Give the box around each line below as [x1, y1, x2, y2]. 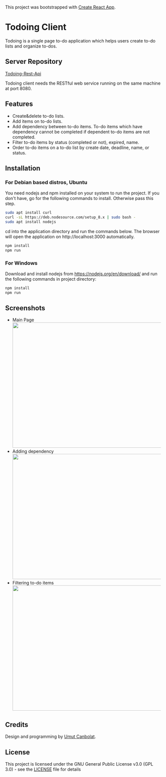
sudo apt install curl [5, 210, 52, 215]
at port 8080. [5, 85, 32, 91]
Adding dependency [12, 448, 54, 454]
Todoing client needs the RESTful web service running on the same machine [5, 80, 161, 86]
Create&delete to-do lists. [12, 113, 65, 119]
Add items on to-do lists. [12, 118, 63, 124]
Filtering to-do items [12, 580, 54, 586]
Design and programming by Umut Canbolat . [5, 733, 96, 739]
